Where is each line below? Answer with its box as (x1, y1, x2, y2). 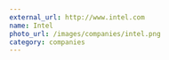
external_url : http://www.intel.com (9, 12, 145, 22)
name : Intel (9, 21, 53, 30)
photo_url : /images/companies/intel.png (9, 29, 162, 38)
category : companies (9, 37, 86, 47)
